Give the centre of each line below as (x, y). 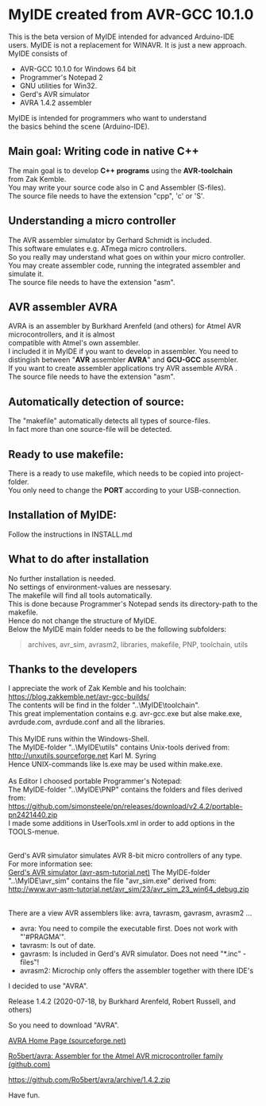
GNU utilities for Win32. (58, 86)
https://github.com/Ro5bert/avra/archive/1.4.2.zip (89, 1080)
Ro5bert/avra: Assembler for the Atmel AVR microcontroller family (116, 1056)
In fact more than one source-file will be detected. (90, 430)
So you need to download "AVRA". (64, 1025)
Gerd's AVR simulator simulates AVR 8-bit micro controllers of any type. (125, 856)
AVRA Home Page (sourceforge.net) (67, 1041)
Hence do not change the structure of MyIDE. (83, 620)
